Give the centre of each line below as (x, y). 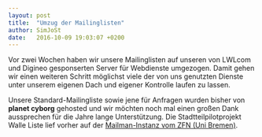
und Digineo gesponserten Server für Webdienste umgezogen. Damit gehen (131, 68)
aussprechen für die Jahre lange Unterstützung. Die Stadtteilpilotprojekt (125, 117)
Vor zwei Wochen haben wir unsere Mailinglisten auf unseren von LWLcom (130, 60)
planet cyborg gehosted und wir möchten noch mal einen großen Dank (124, 109)
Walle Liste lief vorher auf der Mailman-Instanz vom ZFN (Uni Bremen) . (123, 125)
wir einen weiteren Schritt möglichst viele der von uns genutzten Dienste (126, 76)
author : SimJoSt (35, 30)
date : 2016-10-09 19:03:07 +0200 (66, 37)
